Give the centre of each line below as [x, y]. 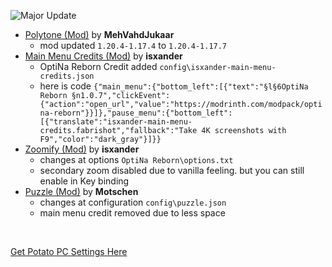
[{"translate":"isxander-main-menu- [116, 122]
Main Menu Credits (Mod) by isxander [103, 56]
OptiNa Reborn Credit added [98, 66]
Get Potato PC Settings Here [69, 251]
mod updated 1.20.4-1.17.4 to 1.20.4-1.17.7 [133, 45]
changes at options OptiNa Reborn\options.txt [136, 159]
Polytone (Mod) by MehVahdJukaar [99, 34]
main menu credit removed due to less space [132, 213]
